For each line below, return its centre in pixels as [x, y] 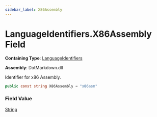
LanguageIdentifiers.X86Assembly [78, 34]
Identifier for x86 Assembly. [33, 77]
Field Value [19, 99]
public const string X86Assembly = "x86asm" [51, 86]
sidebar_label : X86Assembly [34, 10]
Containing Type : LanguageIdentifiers [44, 58]
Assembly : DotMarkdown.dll [34, 67]
